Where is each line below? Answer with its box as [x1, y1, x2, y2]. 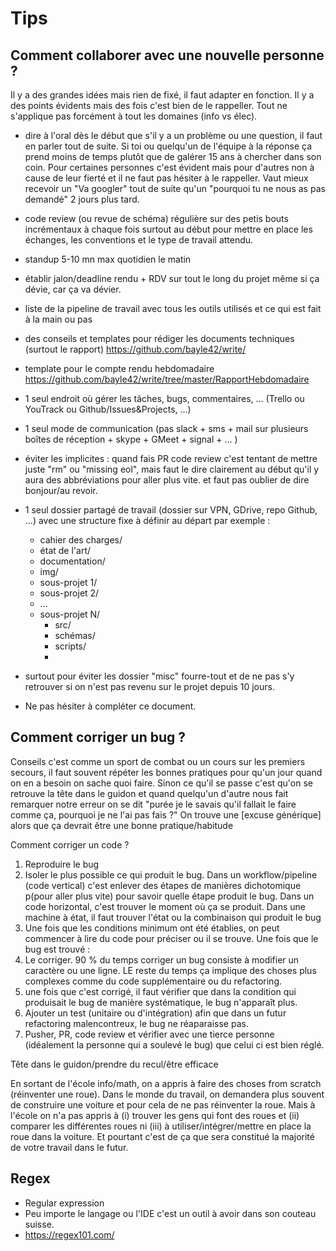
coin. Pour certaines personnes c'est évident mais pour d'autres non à [24, 162, 315, 173]
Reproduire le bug [24, 858, 100, 870]
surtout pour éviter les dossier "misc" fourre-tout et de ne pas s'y [24, 670, 295, 682]
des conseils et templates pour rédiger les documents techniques [24, 333, 295, 344]
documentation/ [39, 555, 106, 567]
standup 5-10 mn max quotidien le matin [24, 253, 192, 265]
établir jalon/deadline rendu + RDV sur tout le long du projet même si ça [24, 273, 320, 284]
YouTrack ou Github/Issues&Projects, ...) [24, 403, 192, 415]
